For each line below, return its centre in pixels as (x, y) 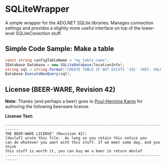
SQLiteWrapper (37, 9)
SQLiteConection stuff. (39, 33)
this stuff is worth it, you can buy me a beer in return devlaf (74, 151)
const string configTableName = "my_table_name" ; (57, 60)
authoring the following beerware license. (47, 107)
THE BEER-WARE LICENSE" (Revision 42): (46, 134)
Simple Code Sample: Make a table (60, 49)
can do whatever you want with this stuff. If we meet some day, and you (83, 143)
